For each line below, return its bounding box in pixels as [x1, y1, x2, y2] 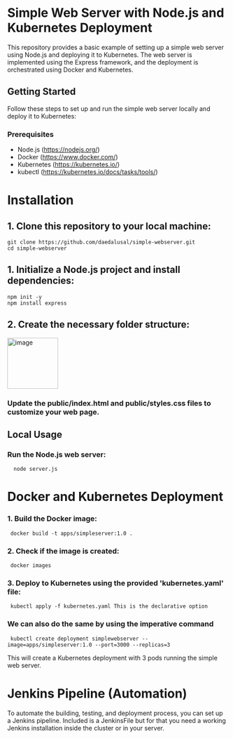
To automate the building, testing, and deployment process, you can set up [7, 709, 223, 717]
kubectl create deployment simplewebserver [10, 635, 139, 642]
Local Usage [7, 428, 63, 440]
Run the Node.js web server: [7, 449, 106, 459]
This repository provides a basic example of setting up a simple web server [7, 43, 224, 51]
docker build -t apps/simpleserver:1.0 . [10, 530, 133, 537]
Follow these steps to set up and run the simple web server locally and [7, 104, 211, 113]
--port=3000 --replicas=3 [94, 641, 171, 648]
